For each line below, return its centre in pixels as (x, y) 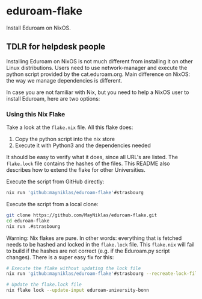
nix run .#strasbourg (33, 226)
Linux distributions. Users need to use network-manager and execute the (97, 68)
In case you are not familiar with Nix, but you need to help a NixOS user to (98, 92)
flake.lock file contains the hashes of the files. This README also (88, 163)
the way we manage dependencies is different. (64, 80)
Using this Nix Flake (36, 114)
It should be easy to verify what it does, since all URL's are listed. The (92, 157)
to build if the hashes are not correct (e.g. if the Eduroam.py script (88, 251)
